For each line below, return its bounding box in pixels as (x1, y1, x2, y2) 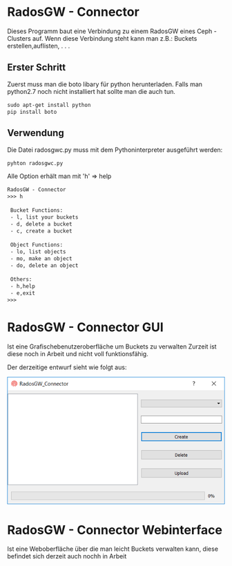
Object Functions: (10, 241, 64, 248)
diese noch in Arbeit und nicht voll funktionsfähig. (7, 349, 148, 358)
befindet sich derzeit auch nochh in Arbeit (7, 552, 127, 560)
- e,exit (10, 289, 36, 297)
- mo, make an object (10, 255, 72, 262)
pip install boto (7, 108, 57, 115)
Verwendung (7, 127, 64, 139)
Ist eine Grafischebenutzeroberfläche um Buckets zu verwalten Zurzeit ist (7, 342, 217, 351)
